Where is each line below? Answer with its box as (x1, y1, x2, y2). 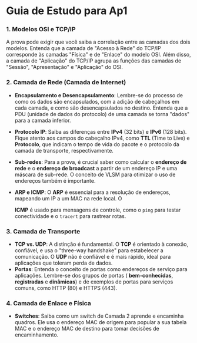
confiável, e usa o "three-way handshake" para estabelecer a (14, 247, 163, 254)
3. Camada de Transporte (6, 227, 81, 235)
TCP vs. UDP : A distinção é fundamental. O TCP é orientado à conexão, (14, 240, 189, 248)
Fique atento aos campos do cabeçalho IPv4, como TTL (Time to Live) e (14, 134, 190, 141)
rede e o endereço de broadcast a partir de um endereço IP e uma (14, 164, 178, 171)
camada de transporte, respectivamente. (14, 147, 113, 154)
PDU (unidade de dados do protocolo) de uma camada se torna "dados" (14, 110, 190, 117)
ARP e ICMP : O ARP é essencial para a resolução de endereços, (14, 189, 171, 196)
